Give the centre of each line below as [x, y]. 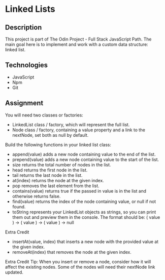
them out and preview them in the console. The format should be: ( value [86, 217]
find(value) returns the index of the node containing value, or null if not [84, 201]
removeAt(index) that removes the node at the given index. [72, 252]
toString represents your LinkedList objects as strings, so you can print [84, 212]
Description [23, 27]
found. [19, 206]
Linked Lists [30, 9]
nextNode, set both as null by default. [50, 135]
